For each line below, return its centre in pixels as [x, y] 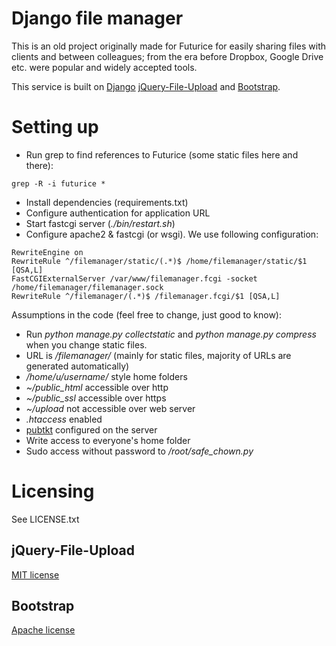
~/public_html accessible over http [97, 387]
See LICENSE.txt [45, 519]
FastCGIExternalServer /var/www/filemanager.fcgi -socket [134, 278]
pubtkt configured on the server [91, 429]
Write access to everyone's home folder [108, 440]
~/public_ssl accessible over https [96, 398]
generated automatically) [77, 366]
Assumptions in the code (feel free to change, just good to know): [146, 314]
